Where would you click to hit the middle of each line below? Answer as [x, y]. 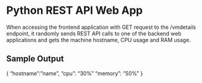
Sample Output [35, 59]
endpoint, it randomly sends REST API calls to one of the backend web [94, 33]
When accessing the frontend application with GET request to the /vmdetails [101, 27]
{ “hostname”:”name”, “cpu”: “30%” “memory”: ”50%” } [74, 73]
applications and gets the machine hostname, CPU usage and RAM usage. [99, 40]
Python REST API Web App [74, 11]
